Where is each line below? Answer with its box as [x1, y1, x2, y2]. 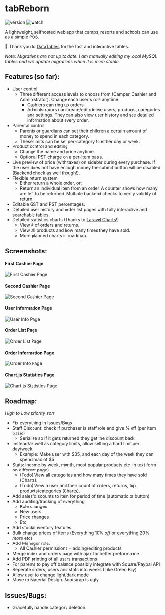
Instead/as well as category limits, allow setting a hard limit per [12, 441, 140, 447]
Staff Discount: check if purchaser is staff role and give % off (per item [12, 425, 156, 431]
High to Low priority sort [5, 410, 55, 416]
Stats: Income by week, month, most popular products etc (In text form [12, 462, 156, 468]
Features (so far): [5, 72, 60, 81]
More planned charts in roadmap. [19, 232, 88, 238]
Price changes [19, 514, 49, 520]
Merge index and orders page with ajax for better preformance [12, 551, 139, 557]
